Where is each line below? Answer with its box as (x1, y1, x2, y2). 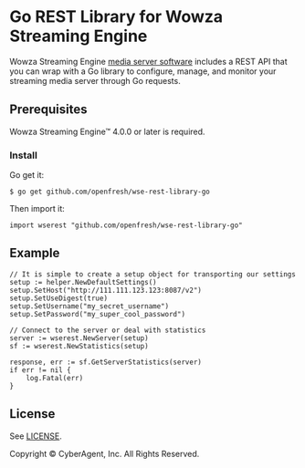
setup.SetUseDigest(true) (9, 294, 108, 303)
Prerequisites (9, 102, 88, 118)
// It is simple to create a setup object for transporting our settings (9, 269, 297, 279)
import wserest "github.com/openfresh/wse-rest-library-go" (9, 221, 244, 230)
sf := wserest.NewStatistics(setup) (9, 341, 149, 350)
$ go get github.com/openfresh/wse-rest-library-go (9, 187, 210, 197)
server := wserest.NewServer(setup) (9, 333, 149, 343)
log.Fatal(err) (26, 373, 84, 382)
